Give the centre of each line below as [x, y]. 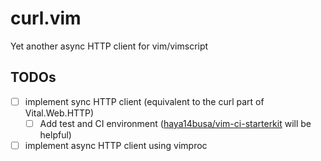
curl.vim [46, 18]
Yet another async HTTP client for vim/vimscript [109, 46]
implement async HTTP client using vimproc [116, 145]
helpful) [55, 134]
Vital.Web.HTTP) [59, 113]
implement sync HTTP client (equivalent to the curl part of [144, 101]
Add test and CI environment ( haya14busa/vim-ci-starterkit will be [175, 123]
